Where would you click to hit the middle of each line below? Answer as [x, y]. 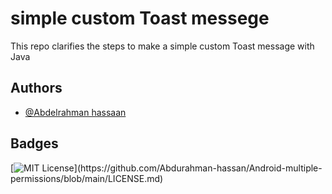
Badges [34, 143]
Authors [36, 88]
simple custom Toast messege [140, 18]
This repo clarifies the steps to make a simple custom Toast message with [162, 46]
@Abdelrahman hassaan [75, 112]
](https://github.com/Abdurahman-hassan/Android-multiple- [198, 168]
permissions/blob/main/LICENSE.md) [87, 178]
